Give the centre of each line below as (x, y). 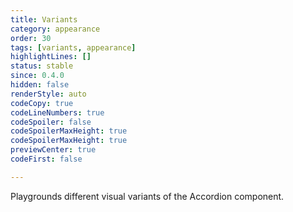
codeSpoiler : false (51, 122)
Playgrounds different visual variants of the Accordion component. (147, 196)
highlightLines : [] (51, 57)
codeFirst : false (46, 159)
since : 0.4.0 (37, 76)
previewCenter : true (53, 150)
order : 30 (31, 38)
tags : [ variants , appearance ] (73, 47)
